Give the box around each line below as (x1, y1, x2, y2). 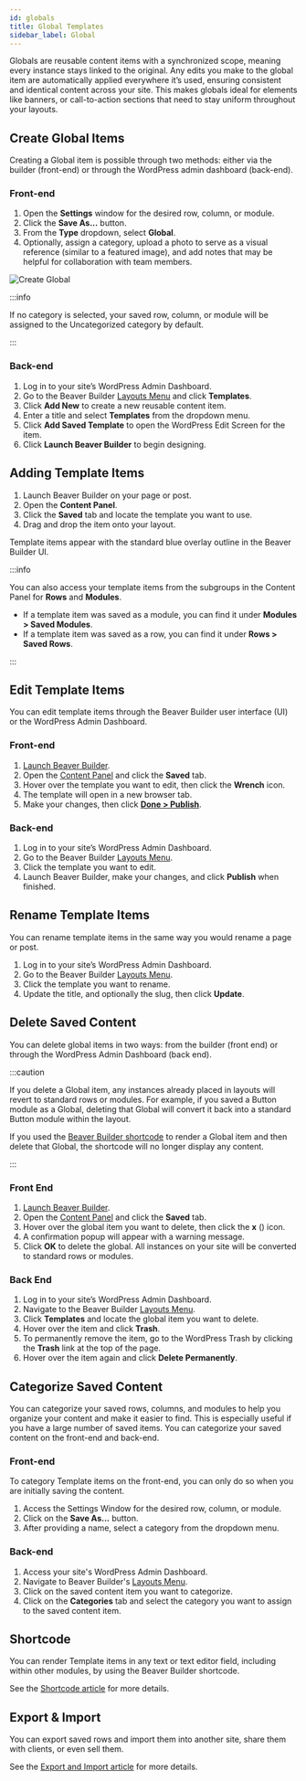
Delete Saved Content (9, 1015, 137, 1031)
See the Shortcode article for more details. (9, 1683, 170, 1694)
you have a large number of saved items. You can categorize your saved (9, 1423, 281, 1434)
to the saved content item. (22, 1605, 121, 1616)
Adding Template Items (9, 465, 144, 481)
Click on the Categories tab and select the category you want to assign (22, 1595, 292, 1606)
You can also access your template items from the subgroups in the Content (9, 581, 296, 592)
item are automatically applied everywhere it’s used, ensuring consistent (9, 75, 281, 86)
